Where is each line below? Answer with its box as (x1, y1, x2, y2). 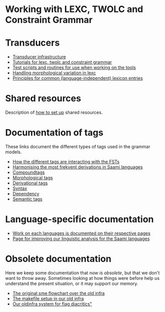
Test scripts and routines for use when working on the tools (12, 64, 136, 71)
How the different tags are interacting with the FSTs (12, 159, 120, 164)
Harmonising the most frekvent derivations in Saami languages (12, 164, 143, 170)
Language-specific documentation (5, 214, 154, 225)
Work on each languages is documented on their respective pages (12, 230, 151, 236)
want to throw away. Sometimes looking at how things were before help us (5, 275, 160, 281)
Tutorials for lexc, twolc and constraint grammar (12, 59, 112, 65)
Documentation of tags (5, 127, 104, 139)
